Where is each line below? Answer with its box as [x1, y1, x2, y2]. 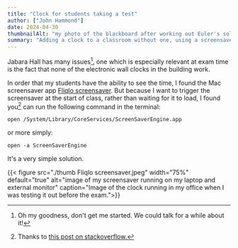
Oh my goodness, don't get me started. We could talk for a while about [17, 211, 225, 220]
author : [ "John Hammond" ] [7, 17, 84, 24]
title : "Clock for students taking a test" [7, 10, 138, 18]
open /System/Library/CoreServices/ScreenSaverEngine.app [7, 116, 182, 123]
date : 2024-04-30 [7, 23, 59, 30]
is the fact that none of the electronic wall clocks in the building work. [7, 64, 210, 73]
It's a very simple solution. [7, 154, 84, 163]
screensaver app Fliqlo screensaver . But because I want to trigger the [7, 86, 210, 94]
